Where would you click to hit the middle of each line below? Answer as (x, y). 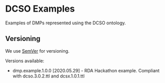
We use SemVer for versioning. (37, 51)
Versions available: (25, 61)
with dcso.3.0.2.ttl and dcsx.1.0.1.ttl (48, 76)
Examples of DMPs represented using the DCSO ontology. (66, 23)
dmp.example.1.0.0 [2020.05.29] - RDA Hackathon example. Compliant (86, 70)
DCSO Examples (40, 9)
